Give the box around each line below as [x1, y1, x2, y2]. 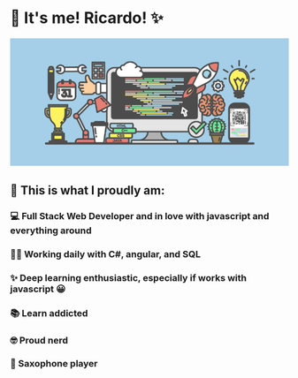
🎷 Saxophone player [10, 358, 98, 370]
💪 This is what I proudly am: [10, 183, 165, 198]
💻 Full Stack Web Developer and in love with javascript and [10, 209, 270, 222]
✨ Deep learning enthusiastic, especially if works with [10, 271, 247, 283]
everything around [10, 224, 92, 237]
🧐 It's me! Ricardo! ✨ [10, 8, 164, 28]
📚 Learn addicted [10, 306, 88, 319]
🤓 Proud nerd [10, 334, 69, 346]
